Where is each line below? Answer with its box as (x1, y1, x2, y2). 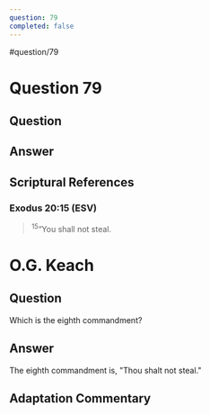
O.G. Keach (9, 256, 94, 275)
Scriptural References (9, 175, 135, 190)
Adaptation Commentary (9, 391, 151, 406)
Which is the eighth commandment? (9, 314, 143, 325)
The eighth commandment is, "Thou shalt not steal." (9, 365, 202, 375)
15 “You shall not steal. (31, 222, 112, 234)
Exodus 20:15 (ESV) (9, 202, 97, 214)
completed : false (9, 22, 74, 31)
